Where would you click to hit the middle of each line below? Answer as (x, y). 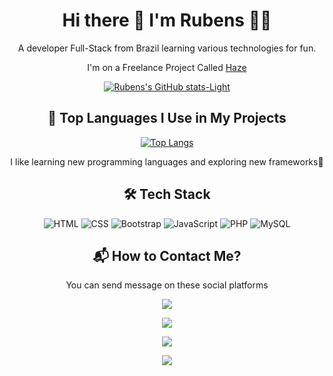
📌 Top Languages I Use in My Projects (167, 118)
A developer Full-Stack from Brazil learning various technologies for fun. (167, 48)
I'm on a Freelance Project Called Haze (167, 67)
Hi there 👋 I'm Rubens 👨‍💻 (167, 20)
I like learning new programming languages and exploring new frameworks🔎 (167, 161)
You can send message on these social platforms (167, 285)
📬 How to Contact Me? (167, 255)
